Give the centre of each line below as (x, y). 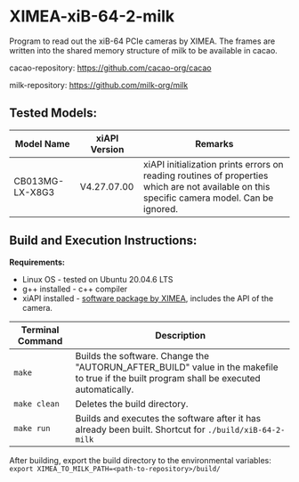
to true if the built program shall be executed (168, 378)
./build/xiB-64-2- (246, 430)
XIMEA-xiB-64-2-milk (92, 16)
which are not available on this (207, 186)
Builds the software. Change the (142, 355)
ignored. (161, 208)
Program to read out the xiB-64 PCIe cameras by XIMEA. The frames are (142, 41)
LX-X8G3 (34, 192)
